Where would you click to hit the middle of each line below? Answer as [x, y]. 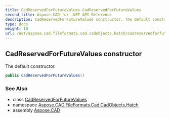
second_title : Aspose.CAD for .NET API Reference [59, 15]
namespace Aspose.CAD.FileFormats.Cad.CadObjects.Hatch [76, 105]
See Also [16, 88]
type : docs [17, 24]
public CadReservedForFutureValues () [45, 75]
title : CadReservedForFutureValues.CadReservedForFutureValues [73, 10]
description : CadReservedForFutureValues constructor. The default [78, 19]
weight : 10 [17, 29]
